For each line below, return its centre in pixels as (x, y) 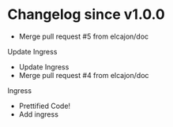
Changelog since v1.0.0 (86, 15)
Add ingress (38, 114)
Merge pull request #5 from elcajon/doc (84, 36)
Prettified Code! (45, 106)
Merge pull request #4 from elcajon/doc (84, 75)
